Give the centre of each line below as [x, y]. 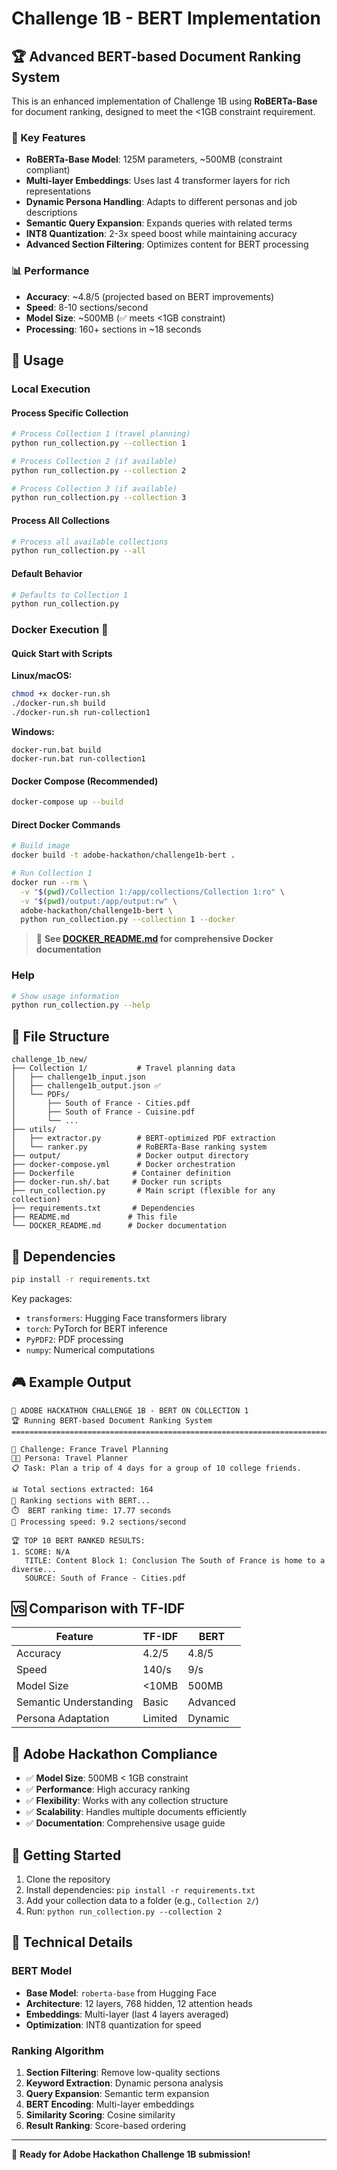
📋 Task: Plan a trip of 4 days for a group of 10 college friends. [156, 1468]
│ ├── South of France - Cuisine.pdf [103, 1112]
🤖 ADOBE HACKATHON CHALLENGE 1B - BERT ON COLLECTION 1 [130, 1410]
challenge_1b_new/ [49, 1060]
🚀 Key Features [48, 137]
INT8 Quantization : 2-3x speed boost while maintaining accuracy [161, 234]
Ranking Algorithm [57, 2050]
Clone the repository [68, 1879]
